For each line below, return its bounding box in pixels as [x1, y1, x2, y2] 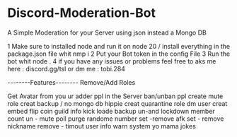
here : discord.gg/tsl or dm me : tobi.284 [7, 64, 126, 73]
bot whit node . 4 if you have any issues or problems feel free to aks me [7, 56, 216, 65]
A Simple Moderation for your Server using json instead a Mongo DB [7, 28, 207, 37]
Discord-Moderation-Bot [7, 5, 156, 21]
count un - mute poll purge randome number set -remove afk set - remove [7, 114, 224, 123]
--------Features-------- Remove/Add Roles [7, 78, 136, 86]
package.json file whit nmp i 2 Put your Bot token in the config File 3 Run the [7, 49, 231, 58]
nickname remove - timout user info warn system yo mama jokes [7, 121, 197, 130]
